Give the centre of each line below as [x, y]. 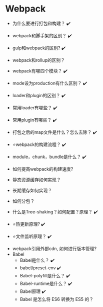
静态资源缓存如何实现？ [36, 180]
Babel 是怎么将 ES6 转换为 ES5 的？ [57, 299]
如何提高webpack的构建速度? [43, 169]
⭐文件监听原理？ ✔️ [32, 236]
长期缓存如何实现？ [32, 190]
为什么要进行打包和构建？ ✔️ [41, 23]
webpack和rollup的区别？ [39, 60]
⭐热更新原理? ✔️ [29, 224]
